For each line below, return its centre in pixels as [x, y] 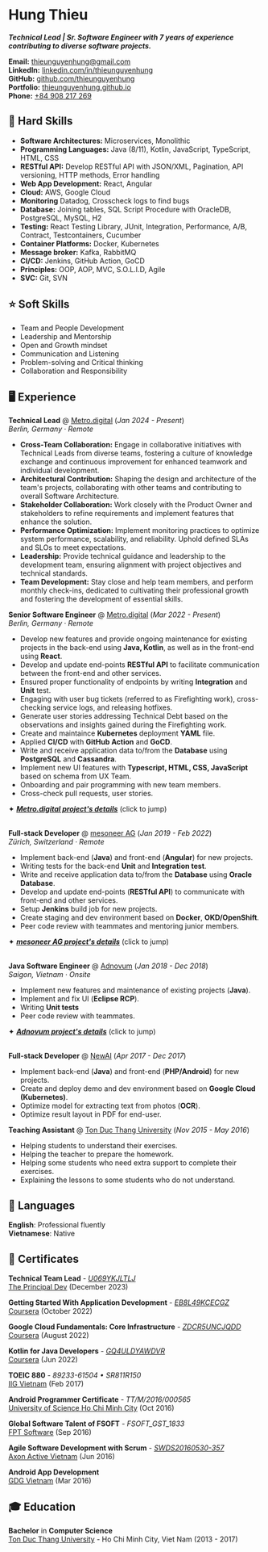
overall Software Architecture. [69, 496]
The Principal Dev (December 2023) [68, 1287]
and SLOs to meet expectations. [73, 547]
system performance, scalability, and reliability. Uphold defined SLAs [134, 539]
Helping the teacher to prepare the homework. [97, 1154]
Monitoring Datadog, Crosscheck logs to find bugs [105, 200]
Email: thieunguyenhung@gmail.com [70, 61]
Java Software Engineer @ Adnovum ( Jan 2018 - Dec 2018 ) [109, 966]
